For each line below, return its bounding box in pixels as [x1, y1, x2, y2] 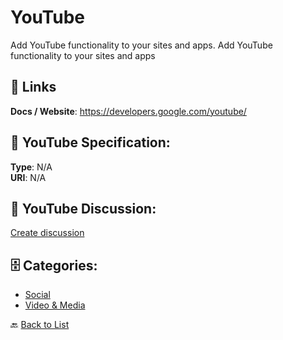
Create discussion [10, 227, 85, 239]
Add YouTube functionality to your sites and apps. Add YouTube [10, 39, 273, 51]
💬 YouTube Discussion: [10, 200, 157, 217]
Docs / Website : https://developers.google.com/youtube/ [10, 105, 247, 117]
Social [24, 289, 51, 301]
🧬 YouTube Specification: [10, 134, 171, 151]
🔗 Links [10, 79, 57, 96]
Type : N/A [10, 161, 53, 173]
